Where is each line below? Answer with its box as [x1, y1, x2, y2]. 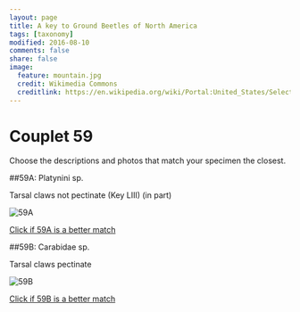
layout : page [9, 12, 58, 22]
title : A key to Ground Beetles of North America [9, 21, 198, 30]
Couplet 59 [9, 126, 94, 146]
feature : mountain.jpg [17, 71, 102, 80]
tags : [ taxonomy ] [9, 29, 74, 38]
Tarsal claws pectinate [9, 259, 92, 270]
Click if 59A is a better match [9, 225, 116, 235]
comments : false [9, 46, 70, 55]
